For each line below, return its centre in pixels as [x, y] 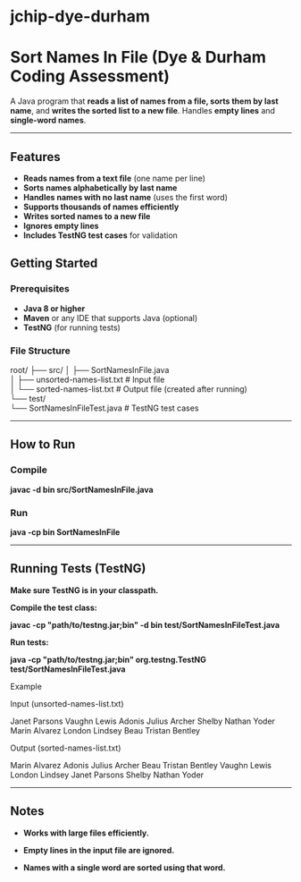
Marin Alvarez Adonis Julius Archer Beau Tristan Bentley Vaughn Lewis [141, 765]
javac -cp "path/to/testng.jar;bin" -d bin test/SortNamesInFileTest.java [145, 624]
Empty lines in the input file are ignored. [99, 850]
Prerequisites [40, 289]
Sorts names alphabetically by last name [100, 187]
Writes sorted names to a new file [87, 216]
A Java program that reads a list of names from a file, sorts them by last [145, 101]
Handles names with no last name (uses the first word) [125, 197]
